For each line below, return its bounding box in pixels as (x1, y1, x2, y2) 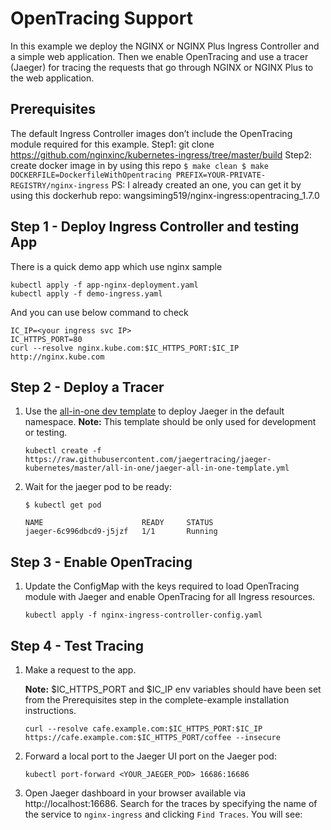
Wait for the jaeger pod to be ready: (24, 481, 173, 493)
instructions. (24, 705, 77, 716)
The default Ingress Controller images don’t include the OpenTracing (10, 127, 293, 139)
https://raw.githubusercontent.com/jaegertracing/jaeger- (24, 455, 272, 465)
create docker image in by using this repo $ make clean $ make (10, 159, 269, 171)
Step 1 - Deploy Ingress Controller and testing (10, 218, 300, 236)
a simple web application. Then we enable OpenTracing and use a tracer (10, 50, 309, 62)
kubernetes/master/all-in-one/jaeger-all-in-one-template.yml (24, 463, 290, 474)
